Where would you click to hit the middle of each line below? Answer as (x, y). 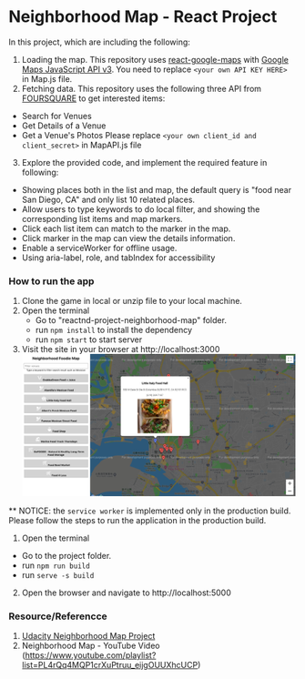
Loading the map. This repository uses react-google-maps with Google (155, 59)
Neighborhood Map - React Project (143, 17)
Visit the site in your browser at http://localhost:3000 (121, 350)
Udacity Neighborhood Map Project (88, 636)
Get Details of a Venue (64, 126)
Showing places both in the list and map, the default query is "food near (157, 189)
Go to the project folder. (66, 556)
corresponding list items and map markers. (102, 218)
